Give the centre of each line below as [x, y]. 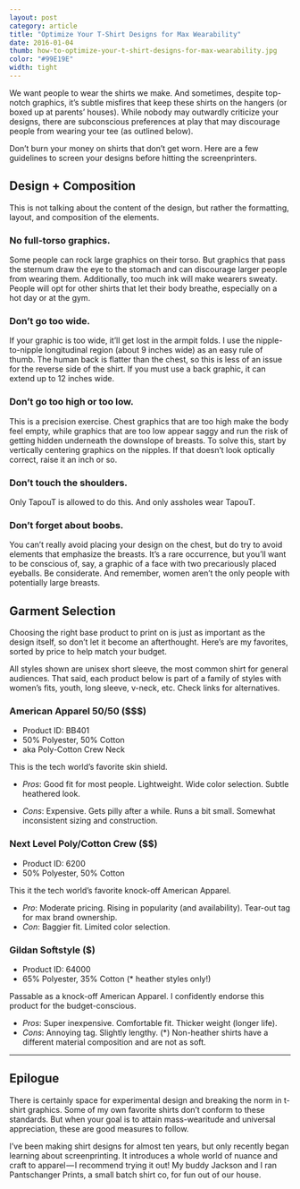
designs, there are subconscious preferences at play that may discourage [145, 121]
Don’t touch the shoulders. [68, 483]
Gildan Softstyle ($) [52, 950]
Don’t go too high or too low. [71, 402]
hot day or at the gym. [50, 297]
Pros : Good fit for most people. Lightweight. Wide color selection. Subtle [155, 784]
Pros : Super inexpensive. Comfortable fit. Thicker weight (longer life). [150, 1022]
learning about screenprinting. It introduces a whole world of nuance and [144, 1155]
